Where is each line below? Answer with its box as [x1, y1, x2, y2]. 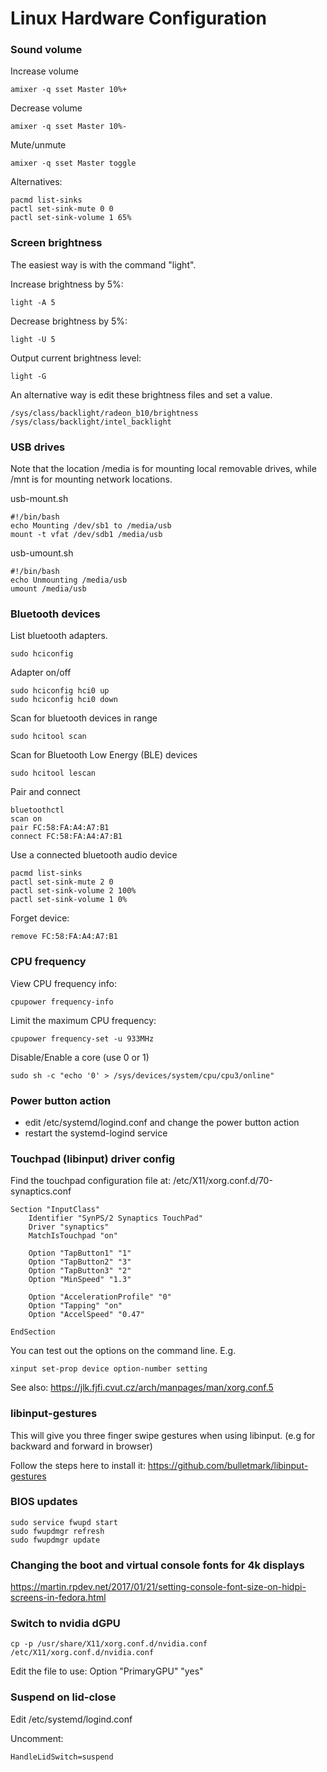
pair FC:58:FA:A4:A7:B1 [10, 823, 110, 833]
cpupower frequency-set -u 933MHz [10, 1033, 155, 1044]
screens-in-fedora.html [10, 1592, 107, 1604]
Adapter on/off [10, 667, 72, 679]
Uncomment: [10, 1732, 64, 1744]
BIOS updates [10, 1495, 78, 1509]
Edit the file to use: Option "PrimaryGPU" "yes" [10, 1665, 204, 1677]
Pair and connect [10, 786, 81, 798]
